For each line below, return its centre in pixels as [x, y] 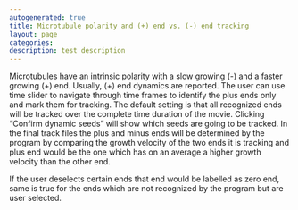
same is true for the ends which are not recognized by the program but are [146, 189]
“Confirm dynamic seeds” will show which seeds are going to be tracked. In [149, 124]
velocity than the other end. [60, 162]
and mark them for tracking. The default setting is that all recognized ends [146, 105]
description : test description [67, 51]
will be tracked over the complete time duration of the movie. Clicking [137, 114]
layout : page [33, 34]
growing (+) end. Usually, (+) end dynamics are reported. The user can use [147, 86]
